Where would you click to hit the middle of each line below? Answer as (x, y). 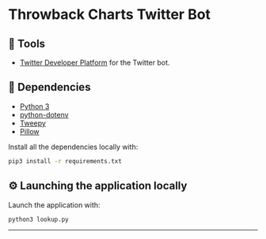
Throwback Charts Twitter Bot (110, 15)
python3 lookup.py (38, 219)
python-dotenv (44, 114)
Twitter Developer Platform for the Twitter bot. (95, 62)
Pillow (29, 131)
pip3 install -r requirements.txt (65, 161)
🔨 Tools (27, 44)
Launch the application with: (54, 205)
